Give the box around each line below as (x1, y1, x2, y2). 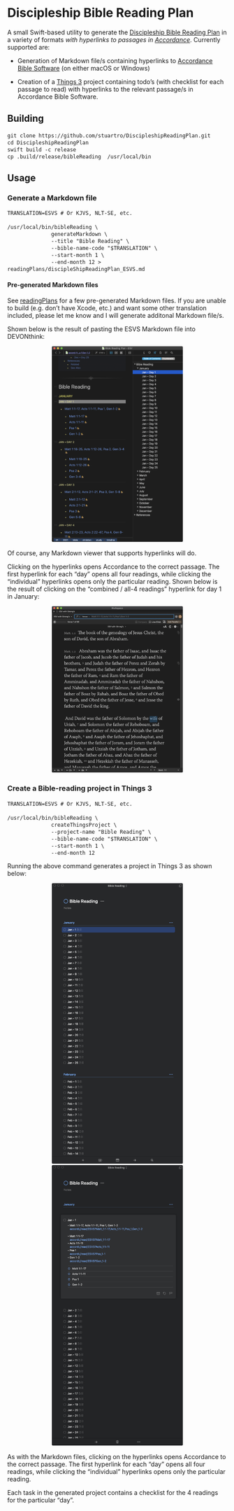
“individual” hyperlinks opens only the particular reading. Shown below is (7, 577, 218, 585)
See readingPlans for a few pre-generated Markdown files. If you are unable (7, 296, 226, 305)
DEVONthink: (7, 332, 45, 340)
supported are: (7, 43, 50, 51)
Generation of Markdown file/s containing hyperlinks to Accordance (17, 56, 213, 64)
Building (7, 113, 44, 125)
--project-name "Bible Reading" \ (51, 828, 152, 835)
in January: (7, 592, 40, 600)
